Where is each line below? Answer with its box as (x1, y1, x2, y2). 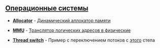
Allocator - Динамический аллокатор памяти (12, 17, 111, 23)
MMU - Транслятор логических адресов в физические (12, 27, 131, 33)
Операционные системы (5, 4, 89, 13)
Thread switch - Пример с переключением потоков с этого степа (12, 37, 155, 43)
